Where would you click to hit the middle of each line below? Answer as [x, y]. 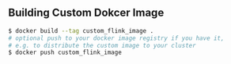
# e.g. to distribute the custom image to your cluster [102, 45]
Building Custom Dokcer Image [86, 13]
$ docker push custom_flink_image [65, 53]
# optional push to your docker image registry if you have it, [116, 38]
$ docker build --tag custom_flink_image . [81, 30]
